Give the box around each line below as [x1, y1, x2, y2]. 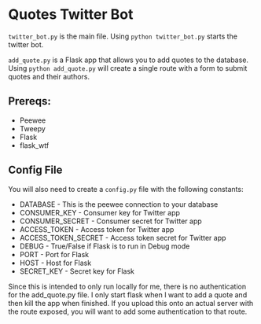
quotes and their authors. [8, 72, 90, 81]
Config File [8, 164, 63, 177]
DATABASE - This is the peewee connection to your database [19, 199, 219, 209]
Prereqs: [8, 94, 51, 108]
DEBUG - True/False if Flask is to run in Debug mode [19, 241, 190, 251]
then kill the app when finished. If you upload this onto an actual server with [8, 298, 254, 307]
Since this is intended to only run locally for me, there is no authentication [8, 282, 247, 291]
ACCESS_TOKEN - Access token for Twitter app [19, 224, 175, 234]
